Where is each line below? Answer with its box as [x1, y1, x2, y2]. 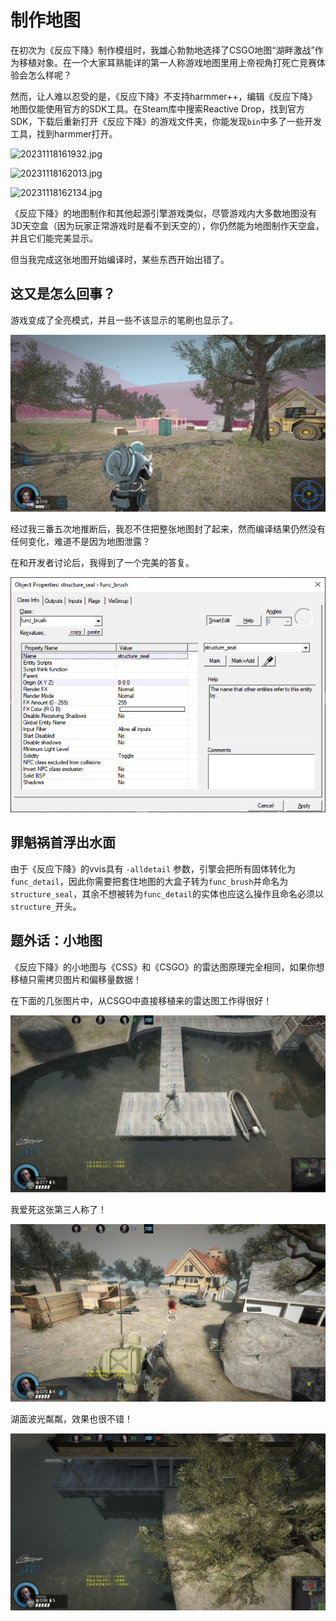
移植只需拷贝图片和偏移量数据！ [10, 973, 142, 985]
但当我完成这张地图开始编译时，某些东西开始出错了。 [10, 253, 230, 265]
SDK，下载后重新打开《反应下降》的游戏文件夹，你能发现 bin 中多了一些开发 [10, 115, 322, 127]
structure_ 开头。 [10, 900, 82, 912]
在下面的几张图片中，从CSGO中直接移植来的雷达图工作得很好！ [10, 994, 273, 1006]
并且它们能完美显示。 [10, 232, 98, 244]
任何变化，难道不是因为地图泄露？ [10, 536, 151, 548]
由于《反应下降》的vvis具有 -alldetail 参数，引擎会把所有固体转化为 [10, 862, 296, 875]
